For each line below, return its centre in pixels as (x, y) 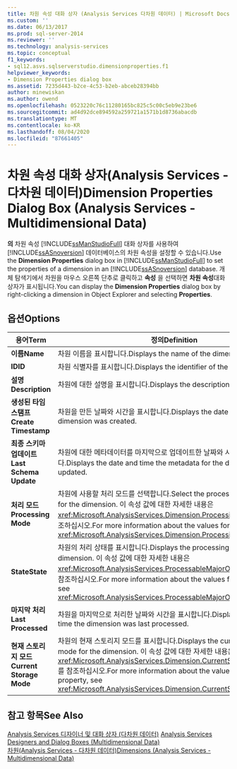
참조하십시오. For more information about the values (141, 579)
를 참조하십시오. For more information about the (134, 671)
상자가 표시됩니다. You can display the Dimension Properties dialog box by (114, 287)
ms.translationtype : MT (42, 118)
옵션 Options (34, 318)
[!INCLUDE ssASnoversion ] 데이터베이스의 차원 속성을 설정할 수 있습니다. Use (115, 253)
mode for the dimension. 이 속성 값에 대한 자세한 (135, 651)
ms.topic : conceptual (39, 54)
